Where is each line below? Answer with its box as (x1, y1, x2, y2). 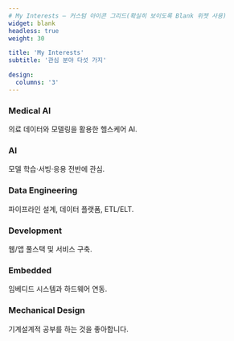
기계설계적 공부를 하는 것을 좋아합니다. (8, 324, 129, 334)
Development (8, 225, 63, 236)
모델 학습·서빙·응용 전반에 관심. (8, 164, 105, 174)
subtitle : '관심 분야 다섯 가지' (8, 56, 107, 64)
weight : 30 (8, 34, 45, 43)
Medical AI (8, 105, 51, 116)
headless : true (8, 27, 60, 35)
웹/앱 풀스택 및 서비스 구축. (8, 243, 92, 254)
